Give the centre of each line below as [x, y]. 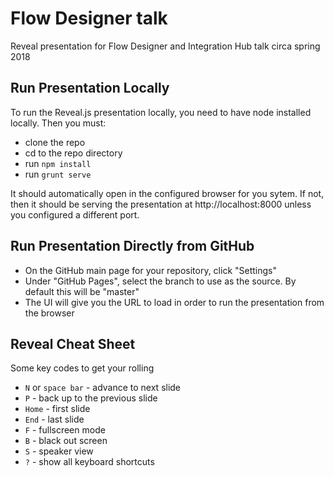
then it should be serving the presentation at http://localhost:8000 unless [161, 204]
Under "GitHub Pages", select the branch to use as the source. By [160, 281]
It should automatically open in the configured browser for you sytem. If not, [167, 193]
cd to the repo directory [73, 153]
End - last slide [54, 419]
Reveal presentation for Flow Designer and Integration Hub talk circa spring [165, 46]
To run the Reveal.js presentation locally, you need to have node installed [161, 112]
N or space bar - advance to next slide [103, 388]
